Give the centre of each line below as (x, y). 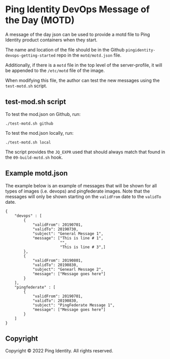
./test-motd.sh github (29, 124)
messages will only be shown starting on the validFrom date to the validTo (83, 196)
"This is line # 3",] (83, 247)
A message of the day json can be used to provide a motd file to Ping (78, 34)
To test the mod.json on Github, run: (43, 114)
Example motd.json (36, 173)
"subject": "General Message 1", (68, 233)
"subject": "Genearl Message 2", (68, 269)
